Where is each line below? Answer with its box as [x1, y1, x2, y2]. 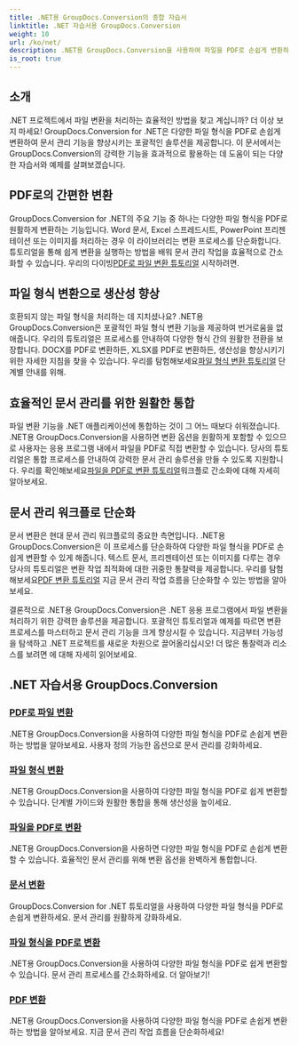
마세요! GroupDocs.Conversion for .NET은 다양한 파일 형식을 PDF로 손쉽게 [18, 125, 281, 136]
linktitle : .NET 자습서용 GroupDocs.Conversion [9, 21, 181, 30]
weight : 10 [9, 29, 50, 38]
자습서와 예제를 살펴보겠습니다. [18, 159, 126, 170]
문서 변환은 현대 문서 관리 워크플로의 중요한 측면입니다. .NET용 [9, 530, 226, 541]
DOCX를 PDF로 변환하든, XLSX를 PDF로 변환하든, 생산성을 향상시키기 [42, 344, 286, 356]
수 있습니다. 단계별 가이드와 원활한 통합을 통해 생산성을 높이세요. [9, 797, 232, 808]
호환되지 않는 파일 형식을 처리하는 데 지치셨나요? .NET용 [9, 311, 204, 322]
